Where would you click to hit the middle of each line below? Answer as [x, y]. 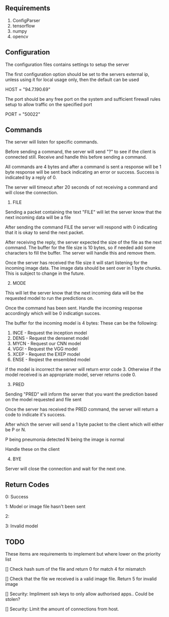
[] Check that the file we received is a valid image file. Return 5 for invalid [81, 579]
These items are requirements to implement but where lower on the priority [83, 554]
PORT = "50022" [23, 114]
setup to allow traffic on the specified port [49, 104]
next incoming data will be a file [38, 217]
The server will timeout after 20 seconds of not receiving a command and [81, 187]
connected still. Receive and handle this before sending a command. [76, 157]
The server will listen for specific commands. [52, 142]
